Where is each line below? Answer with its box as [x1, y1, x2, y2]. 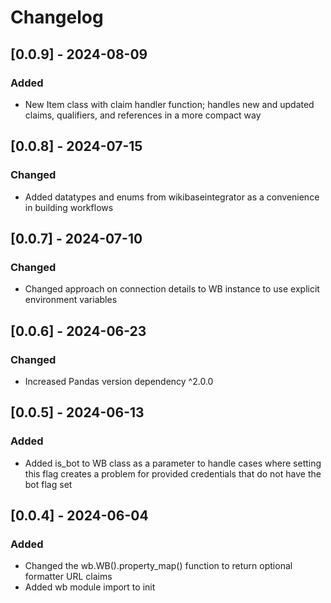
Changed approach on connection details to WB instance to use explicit [24, 283, 320, 295]
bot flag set [24, 478, 73, 490]
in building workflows [24, 201, 114, 213]
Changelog [10, 6, 104, 29]
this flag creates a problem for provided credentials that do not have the [24, 467, 322, 480]
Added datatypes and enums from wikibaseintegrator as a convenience [24, 191, 320, 203]
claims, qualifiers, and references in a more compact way [24, 109, 262, 121]
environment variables [24, 294, 118, 306]
